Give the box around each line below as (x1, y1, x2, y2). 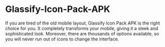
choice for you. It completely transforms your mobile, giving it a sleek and (5, 25, 158, 31)
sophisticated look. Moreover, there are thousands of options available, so (5, 30, 159, 36)
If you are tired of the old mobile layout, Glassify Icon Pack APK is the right (5, 20, 160, 26)
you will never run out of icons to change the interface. (5, 36, 120, 42)
